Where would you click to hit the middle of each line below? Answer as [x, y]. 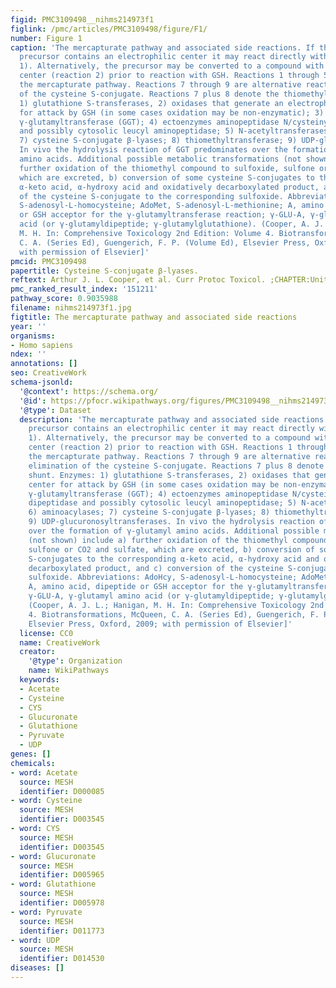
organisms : [33, 336]
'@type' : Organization [75, 661]
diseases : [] [37, 968]
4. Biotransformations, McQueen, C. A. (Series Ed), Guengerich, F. [174, 614]
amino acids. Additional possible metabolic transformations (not [160, 159]
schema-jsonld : [42, 382]
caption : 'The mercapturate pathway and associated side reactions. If [162, 47]
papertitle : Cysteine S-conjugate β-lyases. [104, 271]
